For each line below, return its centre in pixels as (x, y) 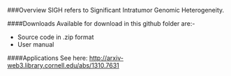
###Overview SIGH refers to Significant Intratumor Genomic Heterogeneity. (116, 10)
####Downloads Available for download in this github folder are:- (101, 23)
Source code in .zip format (55, 37)
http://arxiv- (106, 58)
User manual (36, 44)
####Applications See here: (47, 58)
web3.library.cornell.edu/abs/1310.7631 (64, 65)
